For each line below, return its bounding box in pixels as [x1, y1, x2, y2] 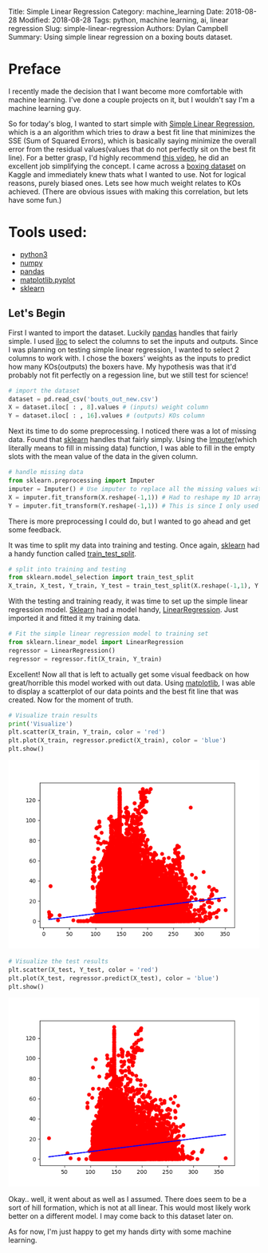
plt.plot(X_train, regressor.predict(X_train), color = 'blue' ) [8, 737, 227, 745]
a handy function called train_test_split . [8, 548, 137, 558]
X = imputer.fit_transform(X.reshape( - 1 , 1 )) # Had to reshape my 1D [8, 493, 241, 501]
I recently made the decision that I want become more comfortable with [8, 86, 243, 96]
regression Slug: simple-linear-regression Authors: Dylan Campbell [8, 24, 229, 33]
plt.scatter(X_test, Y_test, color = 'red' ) [8, 966, 159, 974]
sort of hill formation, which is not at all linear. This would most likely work [8, 1203, 251, 1212]
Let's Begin [8, 306, 66, 320]
